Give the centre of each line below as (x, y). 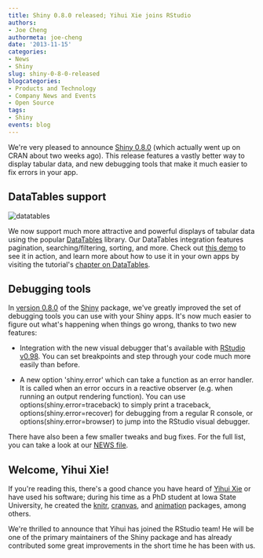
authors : (22, 23)
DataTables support (57, 197)
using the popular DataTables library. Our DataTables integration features (126, 239)
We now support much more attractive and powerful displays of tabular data (131, 231)
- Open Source (31, 103)
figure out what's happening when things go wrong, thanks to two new (122, 325)
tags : (17, 111)
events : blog (29, 125)
